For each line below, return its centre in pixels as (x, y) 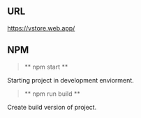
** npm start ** (46, 67)
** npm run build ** (52, 94)
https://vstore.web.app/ (41, 28)
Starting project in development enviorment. (70, 80)
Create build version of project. (52, 107)
